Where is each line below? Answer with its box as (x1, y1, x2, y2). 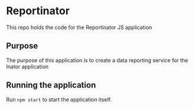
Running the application (6, 80, 96, 90)
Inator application (6, 63, 49, 70)
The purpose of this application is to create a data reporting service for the (6, 56, 188, 63)
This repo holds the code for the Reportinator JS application (6, 24, 153, 31)
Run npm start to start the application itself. (6, 96, 112, 103)
